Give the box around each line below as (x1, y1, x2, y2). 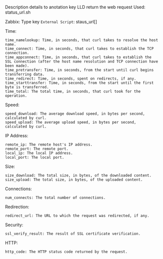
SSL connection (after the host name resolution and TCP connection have (5, 59, 159, 64)
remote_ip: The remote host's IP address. (5, 142, 93, 147)
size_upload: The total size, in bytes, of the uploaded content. (5, 177, 143, 182)
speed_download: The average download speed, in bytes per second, (5, 111, 145, 116)
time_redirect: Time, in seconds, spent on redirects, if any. (5, 76, 137, 81)
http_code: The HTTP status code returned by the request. (5, 249, 128, 254)
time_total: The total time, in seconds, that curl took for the (5, 89, 141, 94)
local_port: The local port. (5, 155, 64, 160)
